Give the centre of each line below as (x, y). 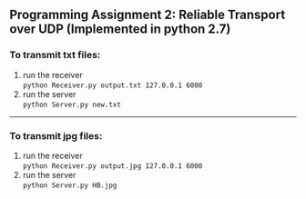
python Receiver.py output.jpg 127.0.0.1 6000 (112, 166)
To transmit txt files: (55, 55)
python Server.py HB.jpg (70, 185)
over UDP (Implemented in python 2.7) (120, 30)
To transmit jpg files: (56, 135)
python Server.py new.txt (71, 104)
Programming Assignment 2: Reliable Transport (148, 15)
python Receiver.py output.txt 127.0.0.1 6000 (112, 85)
